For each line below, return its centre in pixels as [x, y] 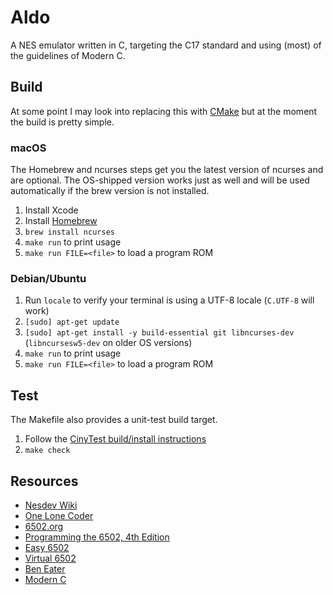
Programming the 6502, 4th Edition [97, 537]
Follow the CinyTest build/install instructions [115, 439]
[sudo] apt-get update [72, 322]
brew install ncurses [69, 232]
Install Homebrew [61, 221]
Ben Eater [45, 568]
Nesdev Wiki [51, 505]
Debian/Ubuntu [48, 278]
